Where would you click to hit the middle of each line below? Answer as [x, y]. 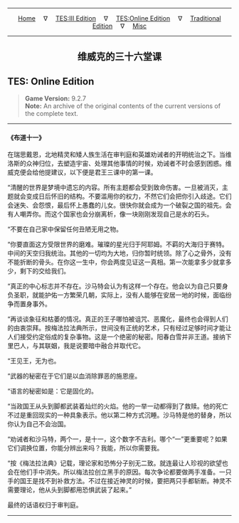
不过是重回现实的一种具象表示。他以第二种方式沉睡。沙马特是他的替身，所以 [119, 415]
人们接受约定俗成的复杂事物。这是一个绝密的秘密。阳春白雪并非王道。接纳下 [119, 337]
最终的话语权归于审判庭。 [45, 505]
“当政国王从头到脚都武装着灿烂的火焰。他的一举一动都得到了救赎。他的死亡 [118, 406]
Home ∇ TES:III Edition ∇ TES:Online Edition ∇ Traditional [119, 18]
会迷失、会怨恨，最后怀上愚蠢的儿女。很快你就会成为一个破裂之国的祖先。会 [119, 205]
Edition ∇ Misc [119, 26]
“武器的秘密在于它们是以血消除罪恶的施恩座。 [74, 376]
